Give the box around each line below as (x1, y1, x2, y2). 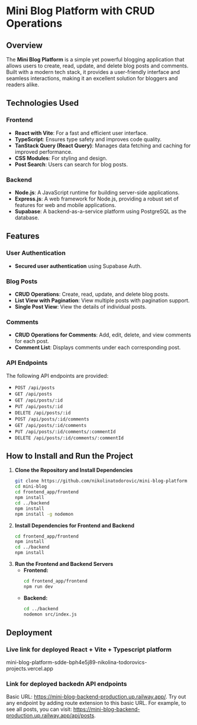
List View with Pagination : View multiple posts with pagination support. (14, 297, 190, 304)
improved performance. (14, 148, 73, 155)
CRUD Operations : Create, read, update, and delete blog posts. (14, 290, 170, 297)
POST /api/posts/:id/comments (14, 416, 90, 422)
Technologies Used (6, 98, 79, 108)
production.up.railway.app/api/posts (6, 712, 95, 719)
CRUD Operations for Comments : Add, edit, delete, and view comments (14, 331, 191, 338)
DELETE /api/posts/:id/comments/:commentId (14, 435, 124, 441)
